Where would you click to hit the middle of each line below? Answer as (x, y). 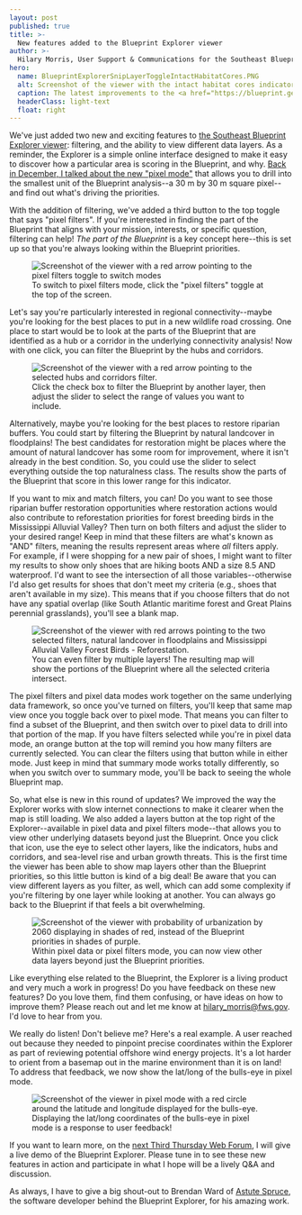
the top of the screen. (72, 295)
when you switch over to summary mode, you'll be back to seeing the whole (151, 773)
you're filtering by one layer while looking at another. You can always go (142, 895)
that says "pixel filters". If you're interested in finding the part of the (134, 220)
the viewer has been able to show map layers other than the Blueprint (138, 866)
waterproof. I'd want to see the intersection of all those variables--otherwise (151, 575)
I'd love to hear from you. (56, 1016)
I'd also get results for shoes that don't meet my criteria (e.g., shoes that (143, 585)
